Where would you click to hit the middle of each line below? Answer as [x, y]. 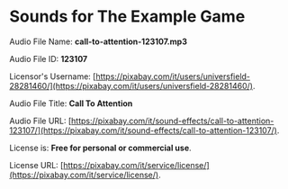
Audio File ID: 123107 [49, 58]
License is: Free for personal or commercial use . [100, 148]
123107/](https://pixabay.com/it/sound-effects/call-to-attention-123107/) [143, 130]
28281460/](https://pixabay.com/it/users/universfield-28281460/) [131, 85]
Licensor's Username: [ [53, 76]
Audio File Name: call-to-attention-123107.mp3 [98, 41]
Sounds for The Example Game [127, 17]
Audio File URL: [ [40, 121]
